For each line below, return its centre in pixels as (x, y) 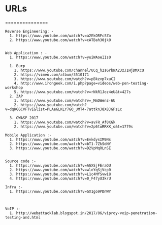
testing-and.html (23, 217)
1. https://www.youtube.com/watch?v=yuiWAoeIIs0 (60, 57)
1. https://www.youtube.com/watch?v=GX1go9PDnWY (60, 191)
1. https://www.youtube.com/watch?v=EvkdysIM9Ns (60, 139)
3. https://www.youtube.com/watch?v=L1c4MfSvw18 (60, 174)
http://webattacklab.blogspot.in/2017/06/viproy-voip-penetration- (87, 213)
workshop (14, 88)
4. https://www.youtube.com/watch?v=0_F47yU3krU (60, 179)
